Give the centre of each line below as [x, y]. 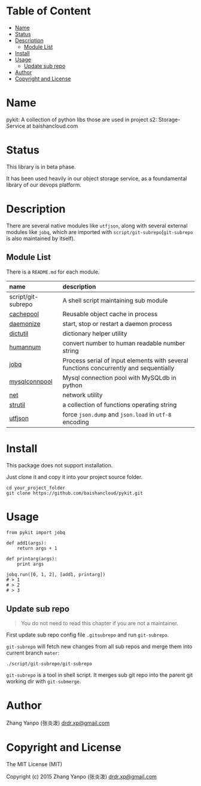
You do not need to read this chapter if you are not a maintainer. [99, 623]
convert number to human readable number [124, 343]
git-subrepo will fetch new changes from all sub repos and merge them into [99, 647]
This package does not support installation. [60, 465]
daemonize [25, 323]
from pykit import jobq [36, 533]
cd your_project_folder [36, 488]
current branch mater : [33, 653]
